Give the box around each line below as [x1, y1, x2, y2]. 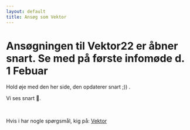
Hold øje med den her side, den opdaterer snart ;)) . [6, 83, 131, 91]
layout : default [6, 8, 46, 15]
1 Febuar [6, 64, 48, 77]
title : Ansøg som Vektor [6, 14, 67, 20]
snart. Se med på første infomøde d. [6, 52, 185, 65]
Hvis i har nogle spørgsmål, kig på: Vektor [6, 118, 107, 125]
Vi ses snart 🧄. [6, 95, 41, 102]
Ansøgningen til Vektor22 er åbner [6, 39, 178, 53]
